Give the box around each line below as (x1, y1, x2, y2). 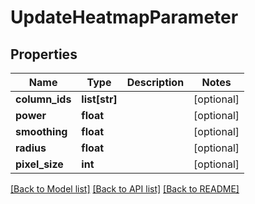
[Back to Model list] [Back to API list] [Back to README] (10, 183, 240, 195)
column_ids (15, 92, 72, 106)
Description (126, 76, 185, 89)
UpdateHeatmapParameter (10, 6, 239, 29)
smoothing (15, 125, 68, 138)
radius (15, 141, 47, 155)
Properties (10, 46, 78, 63)
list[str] (81, 92, 118, 106)
